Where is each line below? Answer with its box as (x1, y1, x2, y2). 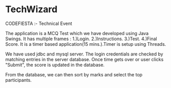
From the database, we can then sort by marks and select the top (5, 71, 143, 77)
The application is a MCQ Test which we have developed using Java (5, 30, 149, 36)
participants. (5, 77, 32, 83)
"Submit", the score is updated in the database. (5, 62, 105, 68)
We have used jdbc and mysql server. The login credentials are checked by (5, 51, 163, 57)
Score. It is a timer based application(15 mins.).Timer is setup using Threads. (5, 41, 166, 47)
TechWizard (5, 4, 58, 15)
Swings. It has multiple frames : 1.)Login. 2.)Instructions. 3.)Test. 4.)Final (5, 36, 157, 42)
